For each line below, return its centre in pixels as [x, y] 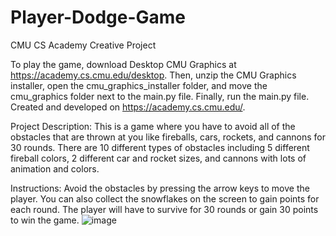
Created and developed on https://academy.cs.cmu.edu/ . [128, 107]
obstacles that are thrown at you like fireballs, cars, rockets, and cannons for [168, 137]
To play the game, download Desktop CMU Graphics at [123, 64]
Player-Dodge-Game [98, 17]
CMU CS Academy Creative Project [83, 45]
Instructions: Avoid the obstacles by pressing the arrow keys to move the [160, 188]
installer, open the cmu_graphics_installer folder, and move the [139, 85]
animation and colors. [55, 168]
